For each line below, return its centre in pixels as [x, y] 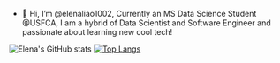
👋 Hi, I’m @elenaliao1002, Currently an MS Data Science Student [139, 14]
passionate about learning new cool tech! [97, 32]
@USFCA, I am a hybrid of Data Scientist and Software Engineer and [146, 23]
